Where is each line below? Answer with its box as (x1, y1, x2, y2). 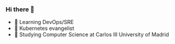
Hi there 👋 (5, 5, 35, 13)
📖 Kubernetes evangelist (14, 25, 75, 32)
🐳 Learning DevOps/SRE (14, 19, 74, 26)
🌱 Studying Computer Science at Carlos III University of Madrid (14, 31, 169, 38)
